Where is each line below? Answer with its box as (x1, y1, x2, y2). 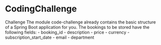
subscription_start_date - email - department (5, 34, 95, 40)
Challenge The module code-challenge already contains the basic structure (5, 19, 156, 25)
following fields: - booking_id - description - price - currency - (5, 29, 130, 35)
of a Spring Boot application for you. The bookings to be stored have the (5, 24, 149, 30)
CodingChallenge (5, 3, 77, 14)
